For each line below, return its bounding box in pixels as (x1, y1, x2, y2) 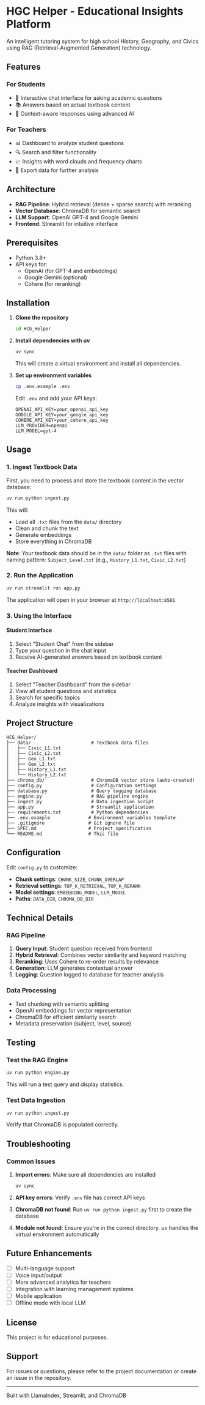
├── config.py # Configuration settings (6, 782, 157, 789)
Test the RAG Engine (6, 1055, 68, 1064)
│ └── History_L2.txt (6, 771, 67, 778)
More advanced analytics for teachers (15, 1278, 111, 1286)
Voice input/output (15, 1272, 62, 1279)
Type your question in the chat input (15, 646, 107, 654)
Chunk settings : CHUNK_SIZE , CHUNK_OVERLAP (15, 875, 124, 883)
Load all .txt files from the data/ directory (15, 518, 122, 525)
